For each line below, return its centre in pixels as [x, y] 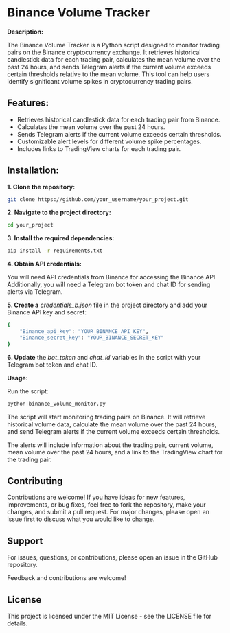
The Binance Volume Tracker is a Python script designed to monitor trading [113, 45]
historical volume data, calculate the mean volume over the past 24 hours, [112, 424]
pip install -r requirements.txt [55, 251]
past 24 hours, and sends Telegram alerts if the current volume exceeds [109, 67]
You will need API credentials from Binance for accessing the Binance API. [112, 277]
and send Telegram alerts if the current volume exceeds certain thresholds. [114, 431]
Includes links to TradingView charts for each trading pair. [99, 148]
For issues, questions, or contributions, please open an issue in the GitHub [112, 557]
